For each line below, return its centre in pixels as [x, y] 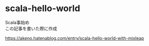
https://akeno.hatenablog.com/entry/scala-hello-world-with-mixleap [74, 38]
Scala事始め [17, 22]
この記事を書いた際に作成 [31, 28]
